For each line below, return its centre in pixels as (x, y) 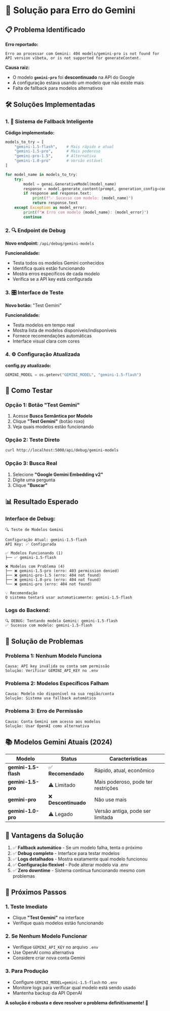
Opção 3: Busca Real (31, 463)
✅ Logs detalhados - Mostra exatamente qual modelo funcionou (80, 859)
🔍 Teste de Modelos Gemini (34, 530)
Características (129, 759)
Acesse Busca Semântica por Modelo (52, 416)
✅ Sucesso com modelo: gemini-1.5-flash (49, 625)
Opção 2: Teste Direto (32, 440)
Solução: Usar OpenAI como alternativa (47, 726)
